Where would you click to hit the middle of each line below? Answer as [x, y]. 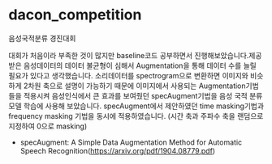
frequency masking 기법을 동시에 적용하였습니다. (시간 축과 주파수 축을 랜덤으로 [136, 116]
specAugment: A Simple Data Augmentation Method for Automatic [131, 142]
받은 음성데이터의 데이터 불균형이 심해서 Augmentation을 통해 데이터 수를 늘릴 [133, 65]
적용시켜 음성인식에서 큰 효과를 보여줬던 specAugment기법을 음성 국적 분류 [143, 95]
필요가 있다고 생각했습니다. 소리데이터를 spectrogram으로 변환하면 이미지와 [129, 75]
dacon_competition [75, 15]
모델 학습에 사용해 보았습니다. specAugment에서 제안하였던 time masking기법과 [136, 106]
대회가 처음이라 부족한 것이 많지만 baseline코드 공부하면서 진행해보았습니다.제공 [135, 55]
